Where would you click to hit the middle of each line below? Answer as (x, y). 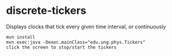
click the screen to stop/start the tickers (61, 47)
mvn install (21, 37)
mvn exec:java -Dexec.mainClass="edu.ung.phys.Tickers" (76, 42)
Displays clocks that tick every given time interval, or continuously (86, 27)
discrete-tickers (46, 11)
